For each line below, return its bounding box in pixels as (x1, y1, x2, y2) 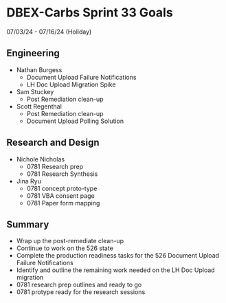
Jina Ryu (16, 177, 42, 185)
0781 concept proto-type (26, 184, 98, 192)
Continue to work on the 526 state (16, 244, 114, 252)
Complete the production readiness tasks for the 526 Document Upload (16, 251, 220, 260)
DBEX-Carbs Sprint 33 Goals (6, 5, 173, 21)
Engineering (6, 47, 60, 59)
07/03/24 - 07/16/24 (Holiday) (6, 27, 92, 36)
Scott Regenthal (16, 102, 63, 111)
